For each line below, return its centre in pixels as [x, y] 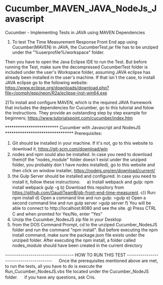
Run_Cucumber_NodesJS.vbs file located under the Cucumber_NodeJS [77, 271]
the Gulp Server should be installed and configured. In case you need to [84, 176]
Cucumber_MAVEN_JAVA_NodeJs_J [81, 9]
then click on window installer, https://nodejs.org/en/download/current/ [84, 170]
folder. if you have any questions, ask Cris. [50, 277]
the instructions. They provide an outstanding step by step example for [76, 112]
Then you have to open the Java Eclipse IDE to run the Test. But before [76, 62]
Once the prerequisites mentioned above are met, [108, 261]
